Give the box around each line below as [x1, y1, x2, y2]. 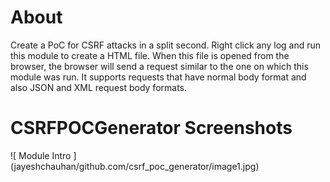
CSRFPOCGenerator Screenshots [10, 117, 293, 140]
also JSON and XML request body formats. [10, 81, 188, 93]
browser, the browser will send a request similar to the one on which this [10, 60, 309, 72]
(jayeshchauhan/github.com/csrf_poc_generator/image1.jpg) [10, 160, 260, 172]
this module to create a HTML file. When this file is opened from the [10, 49, 290, 61]
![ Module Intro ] [10, 149, 77, 161]
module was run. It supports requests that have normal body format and [10, 71, 307, 83]
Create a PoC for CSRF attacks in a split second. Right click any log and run [10, 39, 322, 51]
